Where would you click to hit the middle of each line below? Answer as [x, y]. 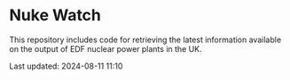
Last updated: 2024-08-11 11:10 [66, 66]
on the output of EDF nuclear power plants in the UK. [106, 48]
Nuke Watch [55, 15]
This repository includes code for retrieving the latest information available [145, 40]
